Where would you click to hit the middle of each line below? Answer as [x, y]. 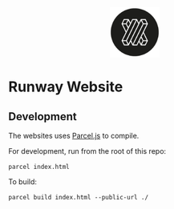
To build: [23, 182]
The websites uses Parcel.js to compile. [74, 136]
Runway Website [66, 87]
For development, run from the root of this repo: [87, 151]
